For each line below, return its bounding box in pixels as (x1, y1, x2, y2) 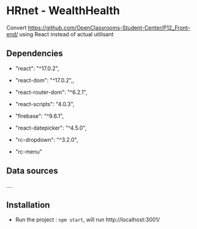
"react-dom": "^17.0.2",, (15, 76, 75, 83)
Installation (6, 200, 50, 210)
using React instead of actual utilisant (19, 30, 114, 37)
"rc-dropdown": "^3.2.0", (15, 136, 78, 143)
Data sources (6, 166, 58, 176)
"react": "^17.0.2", (15, 64, 59, 72)
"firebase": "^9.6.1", (15, 112, 64, 120)
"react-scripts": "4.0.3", (15, 100, 75, 107)
